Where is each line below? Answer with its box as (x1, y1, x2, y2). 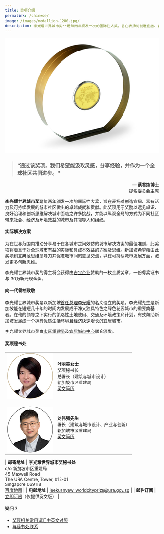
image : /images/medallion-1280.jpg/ (5, 18, 80, 23)
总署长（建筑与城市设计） (57, 373, 109, 380)
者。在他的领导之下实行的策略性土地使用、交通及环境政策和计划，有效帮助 (5, 311, 155, 317)
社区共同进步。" (22, 170, 60, 177)
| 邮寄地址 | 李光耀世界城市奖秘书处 (5, 459, 76, 465)
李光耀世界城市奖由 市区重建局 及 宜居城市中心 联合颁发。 (5, 328, 116, 334)
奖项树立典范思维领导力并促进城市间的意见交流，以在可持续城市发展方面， (5, 253, 155, 258)
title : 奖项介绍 (5, 8, 35, 13)
